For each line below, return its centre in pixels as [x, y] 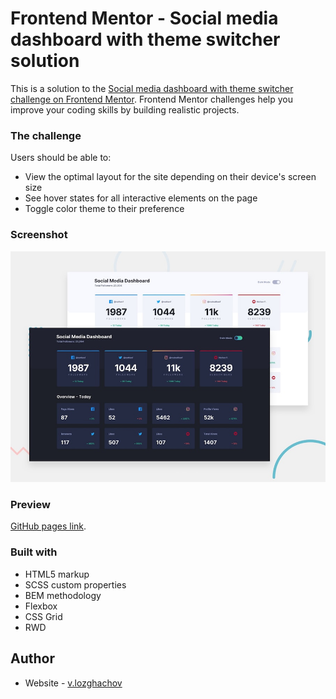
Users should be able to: [61, 158]
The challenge [46, 135]
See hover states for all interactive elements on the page [141, 198]
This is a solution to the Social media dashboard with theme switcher [152, 88]
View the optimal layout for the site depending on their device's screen [170, 177]
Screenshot [39, 235]
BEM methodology [63, 595]
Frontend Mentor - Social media [144, 18]
